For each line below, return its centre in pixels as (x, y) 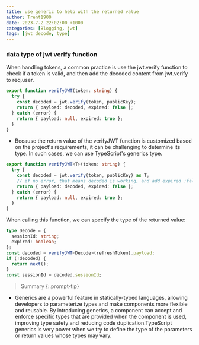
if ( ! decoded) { (26, 258)
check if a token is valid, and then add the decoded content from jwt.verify (97, 74)
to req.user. (20, 80)
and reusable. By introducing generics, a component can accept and (98, 311)
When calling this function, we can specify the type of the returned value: (96, 220)
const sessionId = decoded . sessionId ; (54, 275)
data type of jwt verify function (52, 55)
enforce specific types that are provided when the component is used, (100, 317)
